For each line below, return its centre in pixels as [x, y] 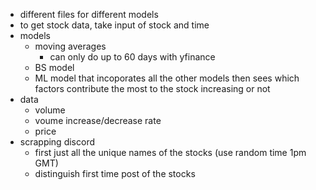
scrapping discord [57, 142]
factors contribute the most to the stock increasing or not [152, 88]
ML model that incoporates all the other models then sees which [167, 78]
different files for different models [89, 14]
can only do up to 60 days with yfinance [132, 57]
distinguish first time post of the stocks [115, 173]
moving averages [70, 46]
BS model [54, 67]
